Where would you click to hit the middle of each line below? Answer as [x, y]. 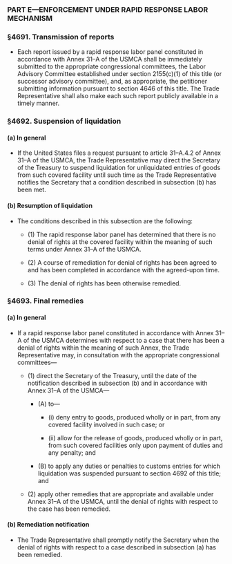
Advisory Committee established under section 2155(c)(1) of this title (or [119, 74]
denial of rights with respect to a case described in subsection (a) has [116, 547]
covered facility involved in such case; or [106, 424]
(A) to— [49, 404]
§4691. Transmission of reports [61, 37]
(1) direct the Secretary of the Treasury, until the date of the [112, 375]
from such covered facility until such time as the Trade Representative [117, 175]
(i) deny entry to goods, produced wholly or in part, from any [134, 417]
